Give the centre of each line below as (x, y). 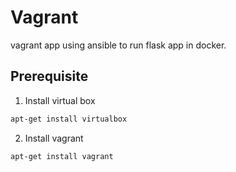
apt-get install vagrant (62, 156)
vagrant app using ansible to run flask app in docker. (118, 45)
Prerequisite (49, 76)
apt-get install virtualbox (69, 119)
